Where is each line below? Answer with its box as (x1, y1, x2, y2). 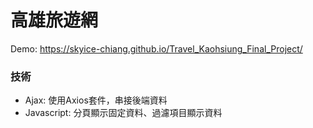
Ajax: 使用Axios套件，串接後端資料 (24, 94, 168, 106)
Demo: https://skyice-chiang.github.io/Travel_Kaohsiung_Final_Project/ (10, 42, 303, 55)
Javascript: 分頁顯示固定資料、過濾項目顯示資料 (24, 107, 223, 119)
